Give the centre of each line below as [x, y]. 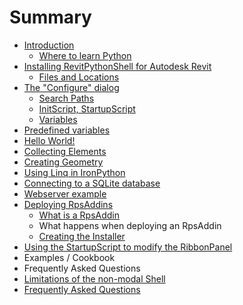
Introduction [49, 45]
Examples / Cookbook [69, 257]
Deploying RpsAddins [68, 204]
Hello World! [49, 140]
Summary [50, 17]
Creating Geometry [63, 162]
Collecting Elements [65, 151]
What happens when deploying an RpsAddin [130, 225]
